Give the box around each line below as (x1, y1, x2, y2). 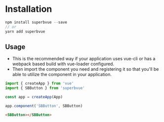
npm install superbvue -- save (5, 20, 68, 25)
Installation (5, 3, 52, 15)
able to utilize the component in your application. (12, 72, 112, 78)
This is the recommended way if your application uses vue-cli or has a (12, 56, 156, 62)
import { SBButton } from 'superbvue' (5, 85, 85, 91)
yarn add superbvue (5, 29, 45, 34)
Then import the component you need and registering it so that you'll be (12, 66, 159, 72)
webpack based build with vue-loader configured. (12, 61, 115, 67)
